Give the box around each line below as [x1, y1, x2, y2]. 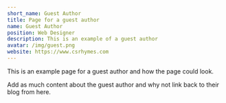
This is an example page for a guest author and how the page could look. [7, 67, 214, 76]
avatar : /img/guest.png [7, 42, 76, 49]
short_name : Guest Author [7, 10, 81, 17]
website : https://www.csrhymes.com [7, 49, 109, 56]
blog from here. [7, 87, 52, 96]
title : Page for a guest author [7, 16, 100, 23]
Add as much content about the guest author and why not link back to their [7, 80, 220, 89]
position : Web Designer [7, 29, 76, 36]
